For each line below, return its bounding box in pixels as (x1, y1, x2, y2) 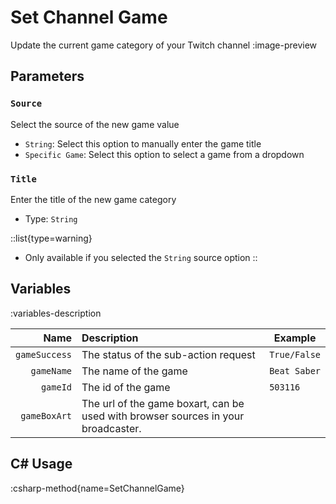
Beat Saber (269, 365, 321, 376)
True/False (269, 349, 321, 360)
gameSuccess (15, 349, 73, 360)
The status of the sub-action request (81, 347, 256, 361)
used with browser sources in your (81, 409, 245, 423)
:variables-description (10, 307, 102, 319)
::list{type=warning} (10, 232, 93, 244)
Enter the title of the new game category (10, 193, 177, 205)
